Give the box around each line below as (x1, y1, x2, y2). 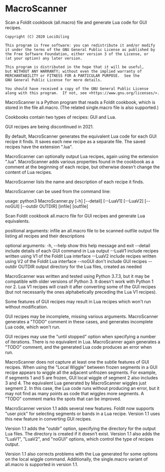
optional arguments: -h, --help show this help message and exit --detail (5, 242, 150, 248)
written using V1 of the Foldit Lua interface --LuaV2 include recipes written (5, 253, 157, 259)
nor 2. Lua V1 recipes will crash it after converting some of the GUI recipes (5, 283, 156, 290)
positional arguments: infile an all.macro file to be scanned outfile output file (5, 227, 159, 233)
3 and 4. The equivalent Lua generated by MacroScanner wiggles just (5, 380, 147, 386)
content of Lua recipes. (5, 169, 53, 175)
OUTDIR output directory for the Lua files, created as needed (18, 263, 142, 269)
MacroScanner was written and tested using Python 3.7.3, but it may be (5, 273, 150, 279)
